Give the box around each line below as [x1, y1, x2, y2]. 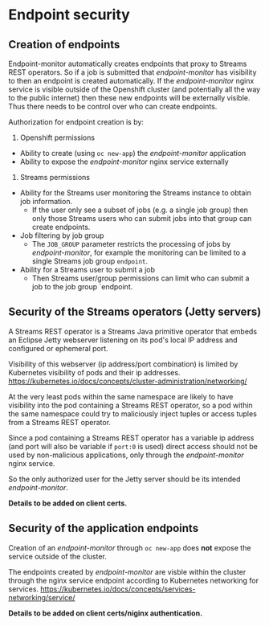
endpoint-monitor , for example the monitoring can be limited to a [31, 248, 247, 257]
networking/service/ [8, 592, 75, 602]
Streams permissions [19, 173, 91, 182]
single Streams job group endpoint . [31, 256, 149, 266]
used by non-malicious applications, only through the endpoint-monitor [8, 450, 244, 460]
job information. [19, 197, 73, 206]
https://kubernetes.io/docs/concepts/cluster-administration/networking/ [8, 376, 247, 386]
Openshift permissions [19, 133, 95, 142]
